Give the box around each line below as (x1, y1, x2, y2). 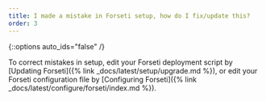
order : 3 (8, 19, 38, 27)
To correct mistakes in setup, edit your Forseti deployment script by (8, 57, 234, 67)
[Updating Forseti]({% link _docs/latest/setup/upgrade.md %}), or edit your (8, 65, 258, 75)
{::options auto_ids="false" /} (8, 41, 105, 51)
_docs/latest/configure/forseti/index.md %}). (8, 82, 157, 93)
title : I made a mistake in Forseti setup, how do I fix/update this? (8, 11, 251, 20)
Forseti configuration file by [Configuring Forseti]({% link (8, 74, 197, 84)
